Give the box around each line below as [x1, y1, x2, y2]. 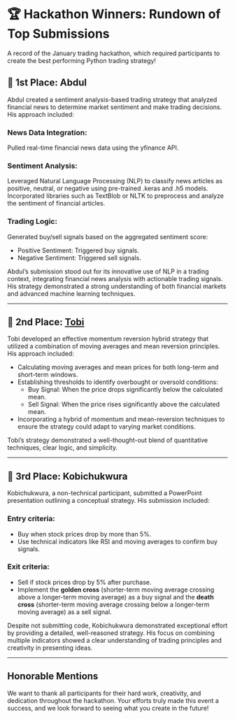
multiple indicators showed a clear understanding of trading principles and [7, 636, 222, 644]
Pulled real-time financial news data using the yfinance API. [7, 143, 179, 152]
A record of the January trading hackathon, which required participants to [7, 49, 220, 57]
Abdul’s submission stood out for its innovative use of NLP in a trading [7, 267, 209, 276]
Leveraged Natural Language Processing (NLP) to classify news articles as [7, 177, 222, 185]
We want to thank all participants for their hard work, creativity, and [7, 689, 201, 697]
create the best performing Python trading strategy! [7, 56, 156, 64]
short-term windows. [17, 371, 78, 379]
